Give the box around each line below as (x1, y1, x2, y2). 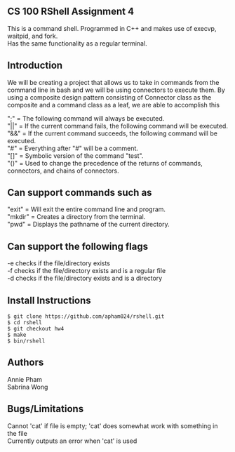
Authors (7, 357, 44, 368)
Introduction (7, 60, 63, 72)
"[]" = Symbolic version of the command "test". (7, 151, 144, 160)
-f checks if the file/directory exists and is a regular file (7, 267, 166, 275)
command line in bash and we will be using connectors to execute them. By (7, 86, 226, 94)
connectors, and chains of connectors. (7, 166, 119, 175)
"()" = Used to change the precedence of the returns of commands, (7, 159, 203, 167)
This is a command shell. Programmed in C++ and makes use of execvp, (7, 24, 217, 32)
